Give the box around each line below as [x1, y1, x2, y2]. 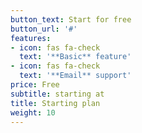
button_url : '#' [10, 24, 78, 34]
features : [10, 33, 52, 43]
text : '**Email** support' [19, 71, 132, 81]
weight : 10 [10, 107, 56, 118]
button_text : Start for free [10, 14, 132, 25]
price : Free [10, 80, 60, 90]
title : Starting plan [10, 98, 101, 108]
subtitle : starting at [10, 89, 105, 99]
